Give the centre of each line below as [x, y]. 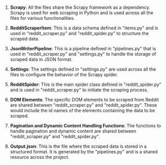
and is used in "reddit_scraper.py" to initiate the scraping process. [79, 90]
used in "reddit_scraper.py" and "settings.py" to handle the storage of [83, 54]
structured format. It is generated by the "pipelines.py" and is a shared [84, 152]
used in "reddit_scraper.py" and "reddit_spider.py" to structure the [79, 33]
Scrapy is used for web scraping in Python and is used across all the [81, 13]
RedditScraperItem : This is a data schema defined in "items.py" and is [84, 28]
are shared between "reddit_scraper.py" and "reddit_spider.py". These [84, 105]
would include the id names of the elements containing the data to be [82, 110]
